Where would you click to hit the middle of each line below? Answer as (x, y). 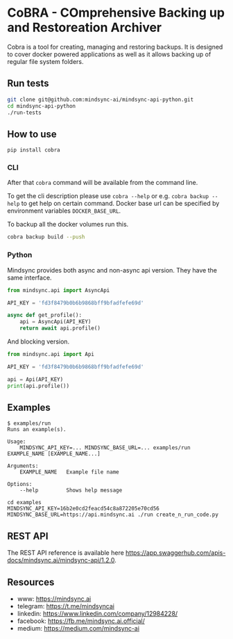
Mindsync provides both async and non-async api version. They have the (112, 270)
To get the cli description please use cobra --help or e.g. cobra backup (108, 196)
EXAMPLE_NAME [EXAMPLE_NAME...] (54, 454)
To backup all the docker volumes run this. (68, 225)
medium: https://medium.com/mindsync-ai (78, 628)
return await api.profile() (60, 328)
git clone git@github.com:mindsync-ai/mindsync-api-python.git (101, 99)
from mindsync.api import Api (51, 355)
